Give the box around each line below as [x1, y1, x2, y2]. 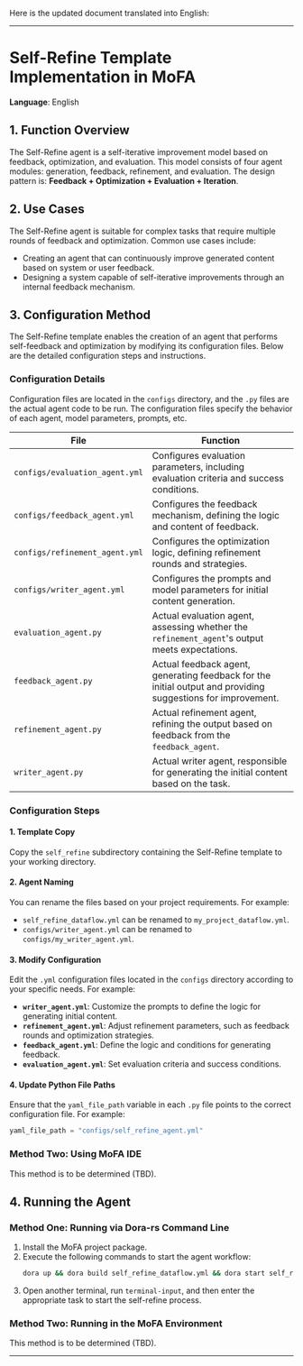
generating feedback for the [151, 669, 271, 682]
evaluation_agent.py [14, 627, 102, 637]
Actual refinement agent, [151, 706, 257, 719]
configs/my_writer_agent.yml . [22, 933, 135, 944]
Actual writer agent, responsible [151, 755, 288, 767]
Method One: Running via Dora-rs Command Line [9, 1221, 230, 1233]
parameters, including [151, 460, 245, 472]
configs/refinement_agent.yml [14, 547, 144, 557]
